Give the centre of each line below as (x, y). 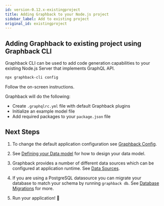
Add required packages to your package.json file (61, 116)
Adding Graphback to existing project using (73, 43)
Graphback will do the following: (38, 96)
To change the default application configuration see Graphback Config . (84, 144)
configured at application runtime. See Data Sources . (66, 168)
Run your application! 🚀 (36, 198)
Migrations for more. (33, 188)
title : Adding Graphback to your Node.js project (57, 14)
